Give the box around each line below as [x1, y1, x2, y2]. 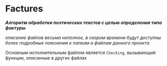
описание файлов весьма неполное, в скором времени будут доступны [5, 34, 161, 40]
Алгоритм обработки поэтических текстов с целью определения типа [5, 19, 162, 25]
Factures [5, 3, 43, 14]
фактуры [5, 24, 26, 30]
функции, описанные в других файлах [5, 54, 87, 60]
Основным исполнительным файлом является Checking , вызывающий [5, 49, 156, 55]
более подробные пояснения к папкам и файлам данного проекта [5, 39, 150, 45]
